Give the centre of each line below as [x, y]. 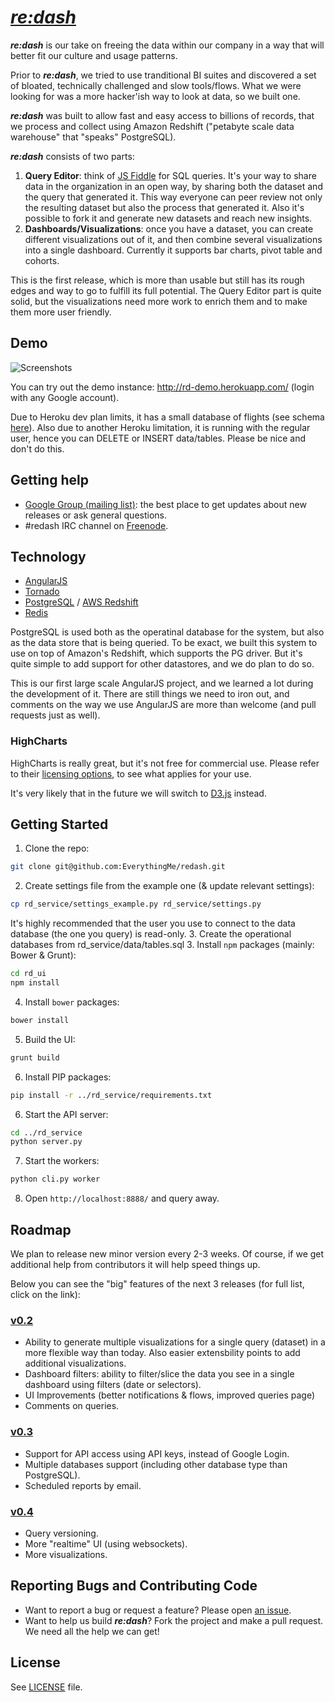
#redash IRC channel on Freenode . [96, 525]
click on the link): [45, 1295]
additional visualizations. [75, 1363]
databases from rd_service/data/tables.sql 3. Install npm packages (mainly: [162, 945]
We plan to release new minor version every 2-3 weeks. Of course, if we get [167, 1254]
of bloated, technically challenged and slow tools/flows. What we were [156, 85]
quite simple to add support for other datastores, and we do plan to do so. [162, 664]
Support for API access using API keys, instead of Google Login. [157, 1453]
